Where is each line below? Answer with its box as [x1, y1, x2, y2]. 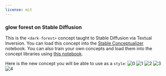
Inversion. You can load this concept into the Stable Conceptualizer [5, 40, 144, 46]
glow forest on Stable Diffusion [5, 23, 82, 30]
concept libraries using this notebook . [5, 51, 83, 57]
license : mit [5, 7, 32, 12]
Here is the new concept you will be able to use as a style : [5, 60, 126, 66]
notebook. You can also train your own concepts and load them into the [5, 45, 152, 51]
